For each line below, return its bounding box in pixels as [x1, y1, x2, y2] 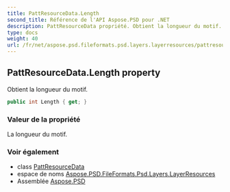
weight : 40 [7, 36, 38, 42]
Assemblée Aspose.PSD [16, 177, 86, 185]
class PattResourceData [16, 163, 85, 171]
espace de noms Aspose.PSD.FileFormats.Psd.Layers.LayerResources [16, 170, 216, 178]
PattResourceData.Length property [7, 67, 161, 79]
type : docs [7, 29, 38, 36]
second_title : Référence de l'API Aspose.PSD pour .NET [7, 16, 170, 23]
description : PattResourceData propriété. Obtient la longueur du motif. [7, 23, 222, 29]
